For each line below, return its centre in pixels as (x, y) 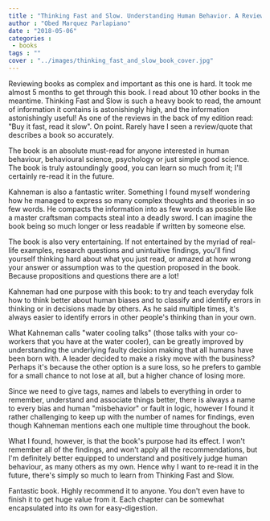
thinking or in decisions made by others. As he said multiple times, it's (124, 308)
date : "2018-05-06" (43, 31)
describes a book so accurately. (61, 134)
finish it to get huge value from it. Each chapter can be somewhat (117, 499)
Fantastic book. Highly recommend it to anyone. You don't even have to (127, 490)
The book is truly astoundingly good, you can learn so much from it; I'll (125, 167)
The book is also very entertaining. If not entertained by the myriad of (123, 242)
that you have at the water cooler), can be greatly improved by (140, 341)
